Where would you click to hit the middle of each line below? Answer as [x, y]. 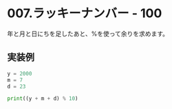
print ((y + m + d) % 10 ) [43, 99]
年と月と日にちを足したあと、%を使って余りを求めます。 [88, 34]
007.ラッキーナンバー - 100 [85, 13]
